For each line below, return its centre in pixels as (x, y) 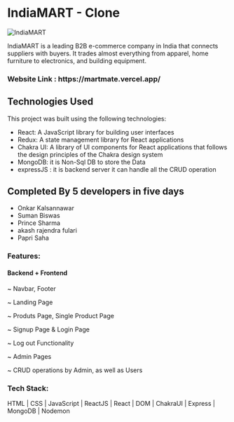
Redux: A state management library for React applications (101, 139)
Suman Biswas (39, 216)
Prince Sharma (39, 223)
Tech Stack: (28, 388)
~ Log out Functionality (41, 343)
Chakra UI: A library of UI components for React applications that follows (122, 147)
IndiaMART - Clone (64, 13)
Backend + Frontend (37, 273)
